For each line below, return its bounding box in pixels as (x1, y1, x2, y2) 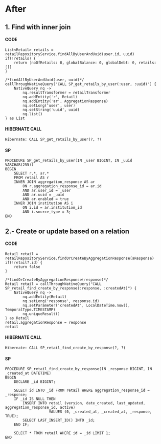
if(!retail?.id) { (5, 260, 43, 265)
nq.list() (23, 111, 43, 116)
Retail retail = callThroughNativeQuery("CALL (5, 281, 102, 287)
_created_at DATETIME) (5, 371, 51, 376)
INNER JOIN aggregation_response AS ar (14, 179, 95, 184)
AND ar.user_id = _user (23, 188, 71, 193)
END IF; (14, 422, 29, 427)
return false (14, 264, 41, 269)
